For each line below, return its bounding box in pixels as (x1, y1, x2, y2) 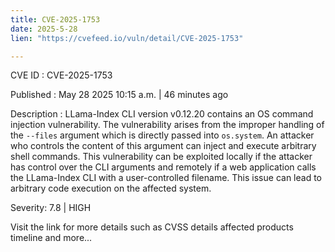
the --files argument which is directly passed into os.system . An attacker (10, 129, 315, 141)
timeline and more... (10, 232, 93, 244)
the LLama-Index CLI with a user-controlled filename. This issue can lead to (10, 172, 322, 184)
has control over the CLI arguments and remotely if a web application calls (10, 161, 317, 173)
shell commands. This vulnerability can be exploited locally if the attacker (10, 151, 313, 163)
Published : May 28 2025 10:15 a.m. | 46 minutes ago (10, 89, 229, 101)
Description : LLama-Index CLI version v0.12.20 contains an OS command (10, 108, 314, 120)
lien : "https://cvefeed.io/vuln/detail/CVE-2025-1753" (10, 33, 244, 43)
